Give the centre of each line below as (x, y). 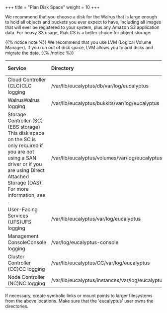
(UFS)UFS (19, 222)
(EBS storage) (24, 127)
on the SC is (22, 139)
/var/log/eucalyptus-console (85, 242)
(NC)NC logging (27, 283)
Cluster (16, 257)
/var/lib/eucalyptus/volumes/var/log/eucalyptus (107, 158)
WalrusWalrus (24, 100)
